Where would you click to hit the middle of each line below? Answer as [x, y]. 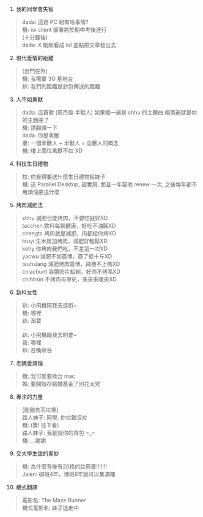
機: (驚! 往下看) [40, 425]
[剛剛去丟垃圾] [40, 410]
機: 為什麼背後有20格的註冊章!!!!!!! [65, 466]
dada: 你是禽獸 [41, 135]
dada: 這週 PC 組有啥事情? [55, 22]
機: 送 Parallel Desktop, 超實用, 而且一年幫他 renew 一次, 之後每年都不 [109, 184]
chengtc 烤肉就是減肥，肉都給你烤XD [69, 233]
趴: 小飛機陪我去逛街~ [50, 305]
